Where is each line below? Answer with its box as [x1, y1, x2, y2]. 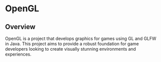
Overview [5, 23, 36, 31]
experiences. [5, 51, 32, 57]
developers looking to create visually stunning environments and [5, 46, 136, 52]
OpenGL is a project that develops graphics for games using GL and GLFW [5, 35, 157, 41]
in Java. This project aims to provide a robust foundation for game [5, 41, 139, 47]
